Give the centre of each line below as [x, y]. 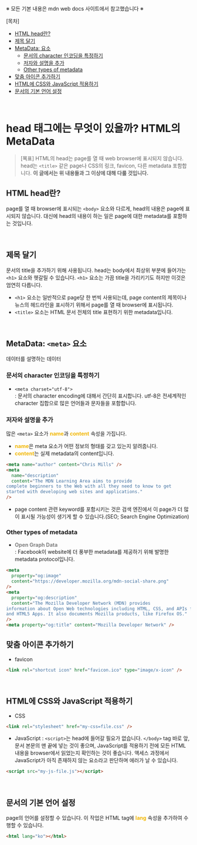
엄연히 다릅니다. [24, 285]
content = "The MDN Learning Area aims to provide [72, 481]
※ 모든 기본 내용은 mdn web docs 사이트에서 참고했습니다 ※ [75, 9]
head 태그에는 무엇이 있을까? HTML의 [93, 129]
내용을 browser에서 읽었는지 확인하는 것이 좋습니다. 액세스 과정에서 [92, 753]
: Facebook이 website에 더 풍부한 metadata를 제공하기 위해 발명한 [91, 552]
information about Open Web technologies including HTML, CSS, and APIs [97, 609]
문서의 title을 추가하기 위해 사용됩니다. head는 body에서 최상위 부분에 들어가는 [96, 270]
